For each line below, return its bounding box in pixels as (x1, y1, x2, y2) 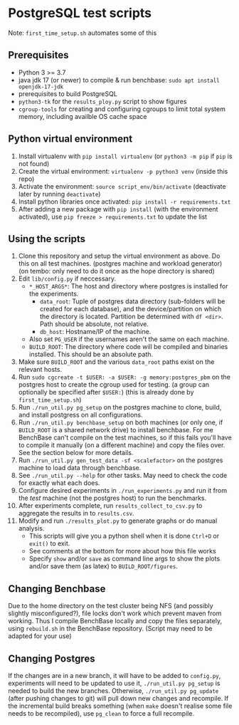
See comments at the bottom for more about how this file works (28, 547, 216, 556)
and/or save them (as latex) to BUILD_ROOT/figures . (28, 562, 179, 570)
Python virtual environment (8, 133, 133, 145)
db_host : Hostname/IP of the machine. (39, 328, 152, 336)
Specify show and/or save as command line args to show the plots (28, 554, 221, 563)
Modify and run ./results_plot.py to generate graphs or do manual (18, 516, 218, 525)
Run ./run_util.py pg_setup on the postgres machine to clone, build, (18, 403, 222, 412)
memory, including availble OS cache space (18, 112, 147, 120)
